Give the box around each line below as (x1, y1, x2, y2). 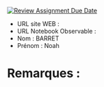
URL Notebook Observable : (16, 27, 96, 35)
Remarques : (7, 66, 81, 82)
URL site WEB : (16, 20, 60, 27)
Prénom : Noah (16, 42, 60, 49)
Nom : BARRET (16, 34, 60, 42)
